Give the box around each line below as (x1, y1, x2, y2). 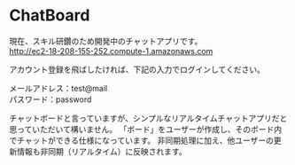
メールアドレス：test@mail (9, 82, 108, 93)
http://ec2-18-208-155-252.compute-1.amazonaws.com (9, 45, 213, 56)
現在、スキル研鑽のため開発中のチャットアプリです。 (9, 35, 203, 46)
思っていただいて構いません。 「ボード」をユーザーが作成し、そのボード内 (9, 123, 283, 134)
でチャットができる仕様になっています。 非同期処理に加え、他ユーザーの (9, 135, 275, 145)
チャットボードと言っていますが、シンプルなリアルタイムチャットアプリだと (9, 113, 288, 123)
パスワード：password (9, 94, 92, 105)
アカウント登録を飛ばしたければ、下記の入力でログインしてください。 (9, 64, 266, 75)
